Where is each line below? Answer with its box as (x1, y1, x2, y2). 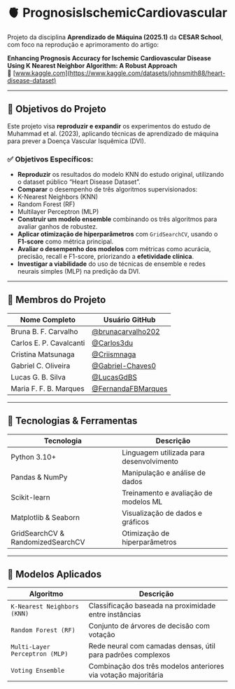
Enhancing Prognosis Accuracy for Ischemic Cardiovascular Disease (7, 53, 211, 62)
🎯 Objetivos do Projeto (7, 103, 106, 115)
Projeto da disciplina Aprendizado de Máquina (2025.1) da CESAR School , (7, 32, 224, 41)
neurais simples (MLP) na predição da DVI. (17, 267, 141, 276)
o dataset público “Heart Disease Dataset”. (17, 178, 141, 186)
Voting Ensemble (10, 667, 65, 675)
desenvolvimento (122, 456, 178, 466)
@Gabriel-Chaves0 (92, 361, 156, 370)
